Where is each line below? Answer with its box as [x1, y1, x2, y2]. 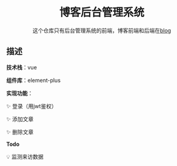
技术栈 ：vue [6, 63, 38, 71]
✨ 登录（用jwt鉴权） [6, 102, 57, 109]
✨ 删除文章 [6, 128, 34, 136]
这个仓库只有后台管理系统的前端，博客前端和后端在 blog [32, 27, 172, 34]
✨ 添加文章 [6, 115, 34, 122]
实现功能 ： [6, 89, 33, 97]
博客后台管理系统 [59, 5, 144, 19]
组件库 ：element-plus [6, 77, 61, 84]
